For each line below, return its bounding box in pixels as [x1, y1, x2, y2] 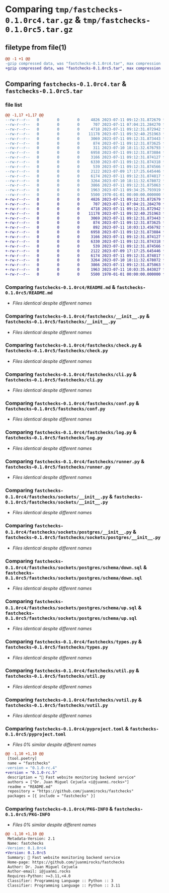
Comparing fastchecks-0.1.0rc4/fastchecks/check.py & [5, 342, 142, 349]
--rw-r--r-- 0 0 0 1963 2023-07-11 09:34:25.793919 [5, 188, 161, 193]
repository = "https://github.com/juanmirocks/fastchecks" [7, 789, 134, 794]
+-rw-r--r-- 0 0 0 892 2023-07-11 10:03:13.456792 [5, 225, 161, 230]
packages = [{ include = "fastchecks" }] [7, 793, 96, 798]
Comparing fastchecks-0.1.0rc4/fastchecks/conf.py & [5, 400, 139, 407]
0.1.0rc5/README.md [5, 290, 53, 295]
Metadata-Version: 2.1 [7, 836, 55, 841]
